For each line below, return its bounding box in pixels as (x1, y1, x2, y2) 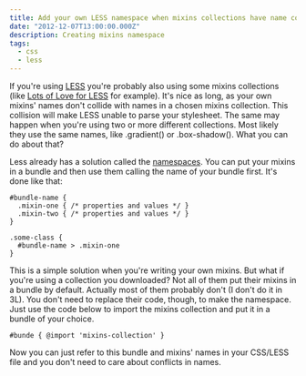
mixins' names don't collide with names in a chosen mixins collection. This (9, 100, 289, 110)
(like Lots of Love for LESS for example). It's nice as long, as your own (9, 90, 272, 101)
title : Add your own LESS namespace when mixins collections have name (9, 13, 287, 23)
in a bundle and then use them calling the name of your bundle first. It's (9, 166, 278, 177)
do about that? (9, 138, 64, 149)
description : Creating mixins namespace (9, 30, 166, 39)
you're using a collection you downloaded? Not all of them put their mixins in (9, 275, 297, 285)
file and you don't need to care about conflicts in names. (9, 357, 221, 367)
